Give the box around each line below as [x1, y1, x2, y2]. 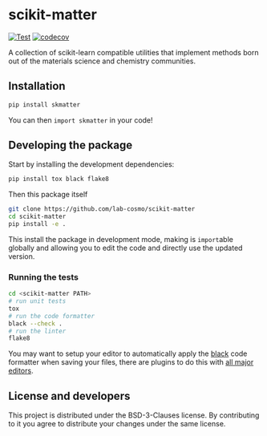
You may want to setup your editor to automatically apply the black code [8, 349, 248, 358]
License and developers [8, 389, 131, 402]
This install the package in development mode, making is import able [8, 234, 234, 244]
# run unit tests [8, 297, 67, 305]
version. [8, 251, 35, 261]
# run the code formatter [8, 312, 95, 320]
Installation [8, 79, 66, 93]
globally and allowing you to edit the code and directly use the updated [8, 243, 243, 252]
